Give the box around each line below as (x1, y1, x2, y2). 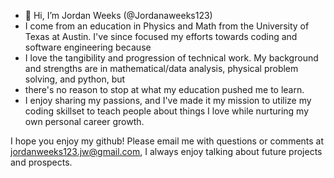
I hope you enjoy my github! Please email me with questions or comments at (10, 135, 325, 147)
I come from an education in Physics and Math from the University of (24, 20, 310, 32)
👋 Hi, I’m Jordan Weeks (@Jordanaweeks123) (24, 10, 213, 21)
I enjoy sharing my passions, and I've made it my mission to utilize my (24, 95, 312, 106)
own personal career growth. (24, 116, 145, 127)
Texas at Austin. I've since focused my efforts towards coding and (24, 31, 298, 42)
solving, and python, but (24, 73, 126, 85)
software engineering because (24, 41, 152, 53)
